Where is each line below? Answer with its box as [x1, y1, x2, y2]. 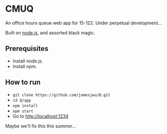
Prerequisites [5, 44, 49, 53]
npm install [12, 103, 38, 108]
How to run [5, 78, 41, 87]
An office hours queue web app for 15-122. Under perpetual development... [5, 20, 162, 26]
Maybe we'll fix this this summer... [5, 123, 76, 129]
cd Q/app [12, 97, 31, 103]
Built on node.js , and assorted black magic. [5, 29, 95, 36]
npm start [12, 109, 34, 114]
